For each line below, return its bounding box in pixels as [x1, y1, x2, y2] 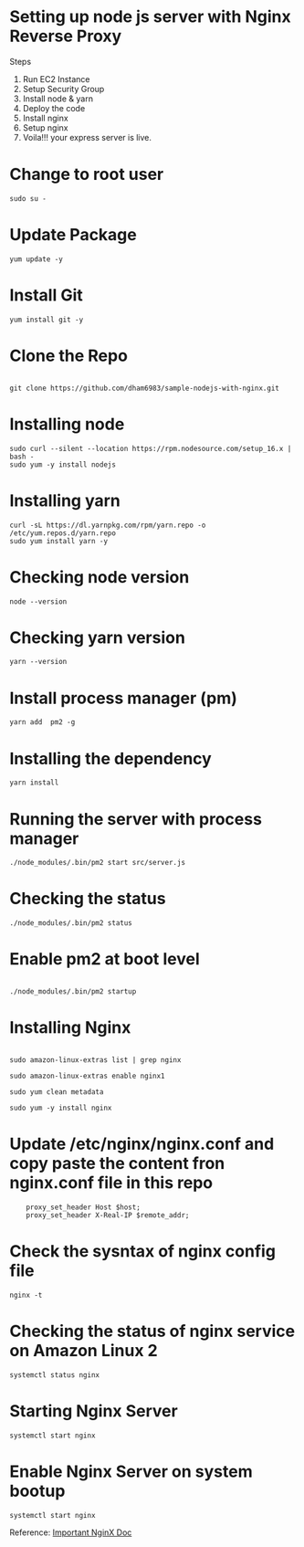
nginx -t [9, 1290, 43, 1300]
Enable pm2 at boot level [9, 949, 201, 970]
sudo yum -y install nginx [9, 1103, 112, 1113]
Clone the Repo [9, 345, 128, 366]
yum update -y [9, 254, 64, 264]
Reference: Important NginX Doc [9, 1527, 132, 1538]
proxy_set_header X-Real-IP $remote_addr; [26, 1211, 190, 1220]
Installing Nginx [9, 1017, 131, 1038]
